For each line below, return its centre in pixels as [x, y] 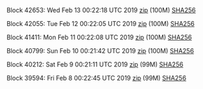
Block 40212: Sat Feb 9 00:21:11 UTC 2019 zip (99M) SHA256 [95, 64]
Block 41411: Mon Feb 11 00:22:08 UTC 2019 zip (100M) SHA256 [99, 37]
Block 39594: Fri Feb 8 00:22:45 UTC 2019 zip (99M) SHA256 [97, 78]
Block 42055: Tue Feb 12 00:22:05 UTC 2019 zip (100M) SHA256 [100, 23]
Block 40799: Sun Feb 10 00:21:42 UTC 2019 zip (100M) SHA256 [100, 51]
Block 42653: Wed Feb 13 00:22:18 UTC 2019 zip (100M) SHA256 [101, 10]
